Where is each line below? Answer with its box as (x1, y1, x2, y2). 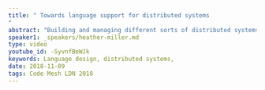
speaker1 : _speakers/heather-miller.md (8, 33, 140, 41)
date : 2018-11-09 (8, 63, 65, 70)
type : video (8, 41, 47, 49)
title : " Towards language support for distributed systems (8, 11, 211, 20)
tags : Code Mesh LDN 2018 (8, 70, 93, 77)
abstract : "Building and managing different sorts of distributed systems (8, 26, 259, 34)
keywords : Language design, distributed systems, (8, 56, 175, 63)
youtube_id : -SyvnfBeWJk (8, 48, 90, 56)
